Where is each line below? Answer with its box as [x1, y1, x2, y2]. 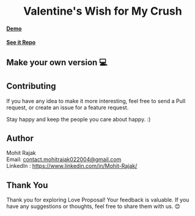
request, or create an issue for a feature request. [6, 104, 129, 111]
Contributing [6, 81, 56, 92]
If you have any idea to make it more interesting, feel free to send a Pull [6, 97, 186, 104]
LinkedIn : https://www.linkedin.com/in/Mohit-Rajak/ [6, 162, 138, 170]
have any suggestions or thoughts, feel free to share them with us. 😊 [6, 203, 180, 210]
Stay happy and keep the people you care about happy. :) [6, 115, 151, 123]
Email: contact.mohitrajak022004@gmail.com [6, 156, 122, 163]
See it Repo [6, 38, 36, 46]
